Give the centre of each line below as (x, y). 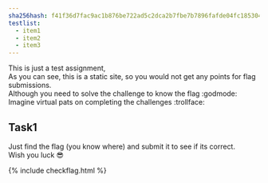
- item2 (28, 38)
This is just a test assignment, (57, 68)
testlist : (25, 23)
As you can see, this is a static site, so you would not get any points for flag (132, 77)
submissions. (30, 86)
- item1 (28, 30)
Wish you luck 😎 (36, 155)
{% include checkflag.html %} (57, 170)
